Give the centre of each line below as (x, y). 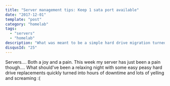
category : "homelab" (27, 24)
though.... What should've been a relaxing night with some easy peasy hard (84, 67)
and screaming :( (23, 78)
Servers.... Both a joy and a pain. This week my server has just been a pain (83, 62)
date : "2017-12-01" (26, 15)
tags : (11, 29)
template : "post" (24, 19)
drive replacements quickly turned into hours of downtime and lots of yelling (85, 73)
